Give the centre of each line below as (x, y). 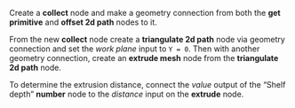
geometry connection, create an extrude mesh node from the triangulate (144, 58)
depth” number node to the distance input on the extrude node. (127, 94)
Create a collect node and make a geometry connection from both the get (145, 13)
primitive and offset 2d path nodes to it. (83, 22)
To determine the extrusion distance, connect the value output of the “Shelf (147, 85)
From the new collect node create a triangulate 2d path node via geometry (147, 39)
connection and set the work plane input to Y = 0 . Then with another (135, 49)
